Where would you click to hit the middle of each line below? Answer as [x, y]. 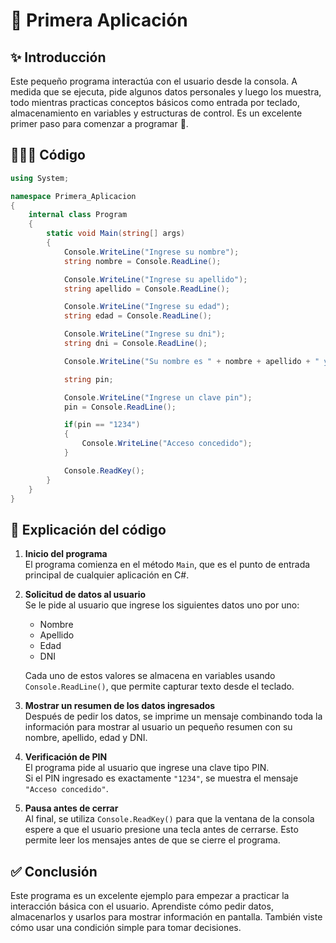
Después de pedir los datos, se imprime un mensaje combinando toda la [173, 716]
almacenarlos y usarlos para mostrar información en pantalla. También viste [166, 917]
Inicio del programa [66, 554]
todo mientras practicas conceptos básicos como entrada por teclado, [155, 102]
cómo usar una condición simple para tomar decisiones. [126, 928]
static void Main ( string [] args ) [116, 234]
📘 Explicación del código [88, 529]
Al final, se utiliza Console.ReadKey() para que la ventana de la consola [169, 819]
